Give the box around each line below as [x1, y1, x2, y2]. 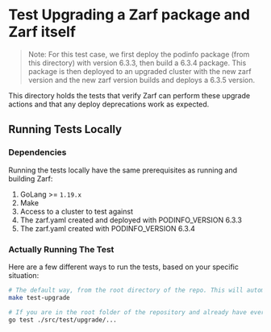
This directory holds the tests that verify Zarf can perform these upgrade [8, 90, 251, 100]
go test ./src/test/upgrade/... [8, 316, 117, 324]
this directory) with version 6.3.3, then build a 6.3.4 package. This [27, 58, 247, 68]
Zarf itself [8, 23, 77, 41]
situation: [8, 270, 40, 280]
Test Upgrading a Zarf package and [8, 6, 250, 24]
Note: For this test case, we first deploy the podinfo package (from [27, 49, 250, 59]
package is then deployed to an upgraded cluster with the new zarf [27, 66, 252, 76]
